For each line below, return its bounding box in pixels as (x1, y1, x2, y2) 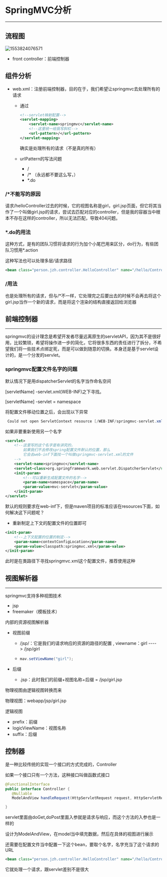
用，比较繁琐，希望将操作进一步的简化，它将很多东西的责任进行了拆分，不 (5, 340, 158, 346)
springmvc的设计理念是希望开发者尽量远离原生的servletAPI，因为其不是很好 (5, 333, 161, 339)
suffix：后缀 (12, 731, 37, 737)
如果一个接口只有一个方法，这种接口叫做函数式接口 (5, 772, 110, 778)
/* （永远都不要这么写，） (27, 171, 79, 177)
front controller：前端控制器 (12, 56, 70, 62)
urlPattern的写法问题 (19, 156, 62, 161)
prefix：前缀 (12, 719, 38, 724)
